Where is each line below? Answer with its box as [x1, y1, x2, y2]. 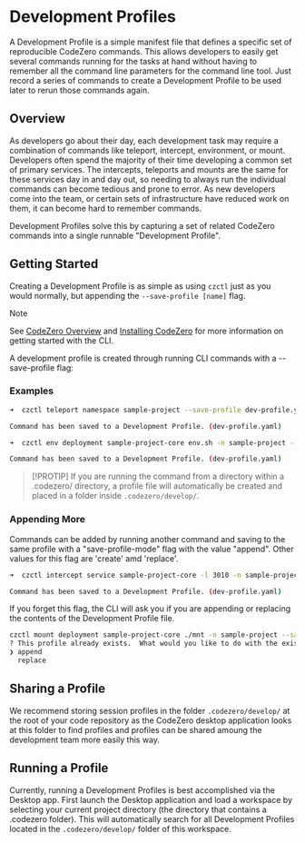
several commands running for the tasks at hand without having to [9, 55, 257, 66]
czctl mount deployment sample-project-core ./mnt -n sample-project [9, 630, 279, 640]
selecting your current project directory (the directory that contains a [9, 804, 268, 815]
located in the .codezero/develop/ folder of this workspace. [9, 823, 231, 834]
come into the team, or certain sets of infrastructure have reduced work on [9, 193, 290, 203]
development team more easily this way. [9, 734, 161, 745]
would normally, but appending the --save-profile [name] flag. [9, 290, 246, 301]
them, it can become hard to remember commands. [9, 203, 202, 213]
